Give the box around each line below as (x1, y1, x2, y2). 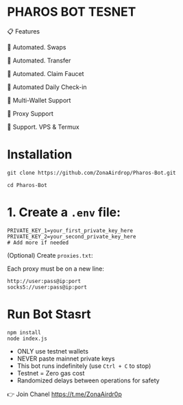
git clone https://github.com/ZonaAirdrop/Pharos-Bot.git (7, 169, 176, 176)
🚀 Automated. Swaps (7, 42, 66, 51)
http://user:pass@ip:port (7, 278, 81, 284)
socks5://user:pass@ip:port (7, 284, 88, 291)
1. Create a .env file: (7, 204, 121, 220)
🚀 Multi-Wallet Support (7, 96, 71, 104)
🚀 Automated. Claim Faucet (7, 69, 84, 77)
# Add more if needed (7, 239, 69, 246)
